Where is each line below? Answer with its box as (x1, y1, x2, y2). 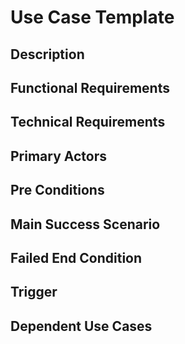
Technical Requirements (10, 114, 166, 131)
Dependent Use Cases (10, 317, 153, 335)
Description (10, 46, 85, 63)
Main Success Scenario (10, 216, 161, 233)
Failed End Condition (10, 249, 143, 266)
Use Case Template (10, 6, 175, 29)
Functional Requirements (10, 79, 170, 96)
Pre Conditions (10, 182, 105, 199)
